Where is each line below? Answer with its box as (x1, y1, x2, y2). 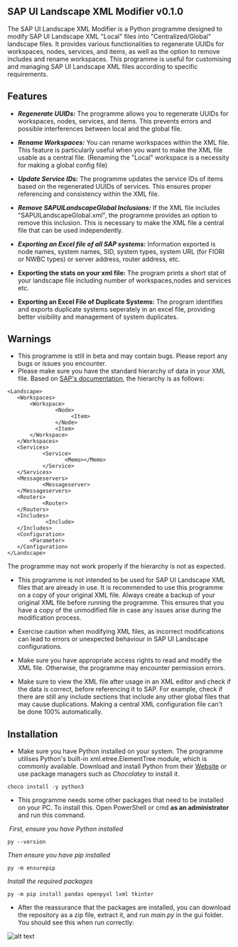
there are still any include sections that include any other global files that (17, 692, 230, 701)
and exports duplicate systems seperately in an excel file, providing (17, 305, 215, 313)
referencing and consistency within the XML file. (17, 190, 160, 198)
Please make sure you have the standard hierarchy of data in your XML (17, 367, 226, 376)
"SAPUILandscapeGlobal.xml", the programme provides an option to (17, 211, 218, 219)
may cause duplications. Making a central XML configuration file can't (17, 700, 223, 708)
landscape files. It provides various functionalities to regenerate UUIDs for (7, 39, 225, 48)
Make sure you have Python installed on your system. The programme (17, 747, 224, 755)
